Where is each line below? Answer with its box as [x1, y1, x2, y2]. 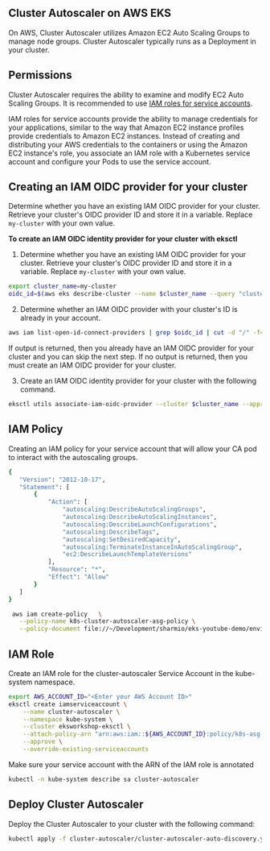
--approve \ [22, 737, 63, 746]
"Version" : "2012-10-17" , [18, 475, 106, 484]
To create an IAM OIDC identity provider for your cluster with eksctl [8, 234, 238, 244]
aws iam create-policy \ [11, 610, 103, 618]
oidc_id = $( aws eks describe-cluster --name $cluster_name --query [8, 290, 235, 298]
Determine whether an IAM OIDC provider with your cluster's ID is [19, 305, 239, 314]
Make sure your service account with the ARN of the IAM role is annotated [8, 759, 255, 769]
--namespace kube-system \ [22, 715, 113, 724]
